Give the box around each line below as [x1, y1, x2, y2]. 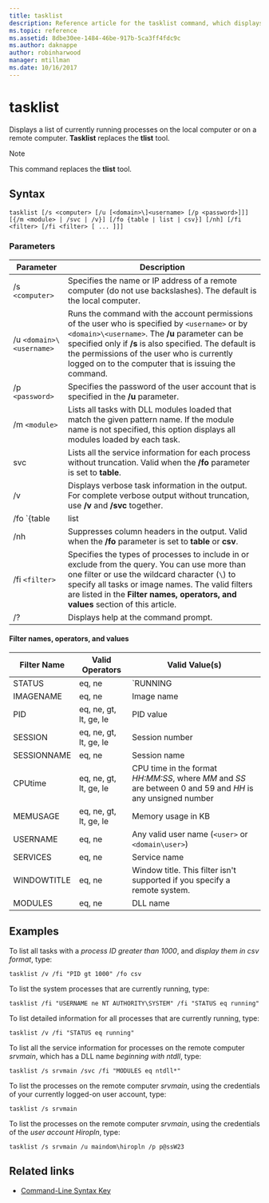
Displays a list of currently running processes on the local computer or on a [9, 125, 257, 134]
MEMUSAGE [13, 811, 60, 822]
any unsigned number [132, 793, 214, 803]
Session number [132, 732, 193, 743]
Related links [9, 1165, 75, 1178]
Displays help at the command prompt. [67, 611, 213, 623]
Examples [9, 925, 59, 938]
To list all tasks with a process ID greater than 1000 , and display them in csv [9, 946, 259, 955]
